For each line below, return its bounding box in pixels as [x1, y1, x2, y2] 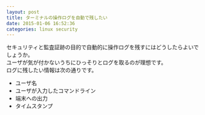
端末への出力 [15, 95, 48, 102]
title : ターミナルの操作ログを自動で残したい [6, 15, 108, 21]
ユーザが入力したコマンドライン [15, 87, 96, 95]
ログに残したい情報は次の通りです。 [6, 67, 97, 74]
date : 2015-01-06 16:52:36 [6, 20, 75, 26]
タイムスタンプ [15, 102, 53, 110]
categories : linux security [6, 26, 78, 32]
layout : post [6, 9, 40, 15]
